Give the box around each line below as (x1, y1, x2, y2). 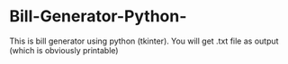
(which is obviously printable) (9, 44, 119, 55)
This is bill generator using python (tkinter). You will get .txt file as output (9, 36, 279, 46)
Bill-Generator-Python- (9, 6, 187, 27)
